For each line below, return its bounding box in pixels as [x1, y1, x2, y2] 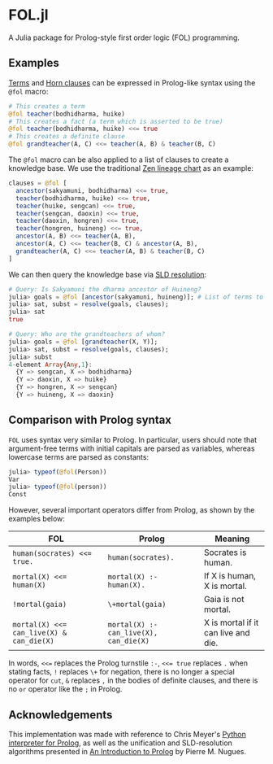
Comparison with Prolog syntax [8, 413, 172, 427]
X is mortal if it [203, 617, 259, 628]
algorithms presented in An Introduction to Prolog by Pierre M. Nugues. [8, 747, 246, 756]
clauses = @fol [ [8, 179, 67, 187]
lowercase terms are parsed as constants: [8, 452, 149, 461]
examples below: [8, 514, 65, 524]
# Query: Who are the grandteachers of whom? [8, 330, 165, 338]
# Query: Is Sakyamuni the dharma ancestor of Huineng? [8, 285, 201, 294]
